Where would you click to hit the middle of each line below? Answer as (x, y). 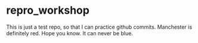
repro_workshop (48, 10)
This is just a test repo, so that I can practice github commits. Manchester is (99, 27)
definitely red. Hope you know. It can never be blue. (69, 33)
